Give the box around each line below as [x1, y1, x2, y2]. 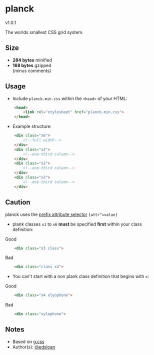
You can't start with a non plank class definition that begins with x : [12, 273, 149, 279]
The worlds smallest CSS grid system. [5, 29, 83, 35]
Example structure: [12, 123, 51, 129]
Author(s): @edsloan [12, 343, 55, 350]
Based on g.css [12, 338, 44, 344]
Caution [5, 198, 31, 206]
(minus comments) [12, 67, 51, 73]
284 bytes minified [12, 57, 52, 63]
